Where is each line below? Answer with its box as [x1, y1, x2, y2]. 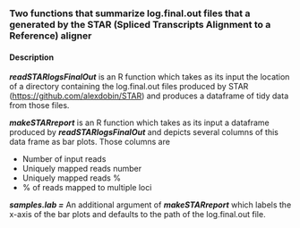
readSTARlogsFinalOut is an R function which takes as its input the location [9, 72, 290, 82]
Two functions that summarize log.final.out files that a [9, 7, 251, 20]
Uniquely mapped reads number [21, 164, 142, 174]
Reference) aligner [9, 30, 92, 42]
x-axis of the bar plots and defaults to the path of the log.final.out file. [9, 209, 266, 220]
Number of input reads [21, 154, 107, 165]
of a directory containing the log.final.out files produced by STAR [9, 81, 249, 92]
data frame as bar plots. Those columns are [9, 137, 170, 148]
